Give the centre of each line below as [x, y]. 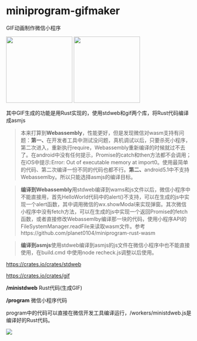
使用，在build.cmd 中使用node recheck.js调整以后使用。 [89, 252]
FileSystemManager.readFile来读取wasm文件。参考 [83, 226]
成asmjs [16, 120]
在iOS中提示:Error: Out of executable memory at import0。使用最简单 [104, 162]
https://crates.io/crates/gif [38, 276]
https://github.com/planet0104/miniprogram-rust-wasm [88, 233]
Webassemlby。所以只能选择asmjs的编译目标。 [78, 177]
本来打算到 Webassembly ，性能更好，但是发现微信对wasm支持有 [100, 133]
